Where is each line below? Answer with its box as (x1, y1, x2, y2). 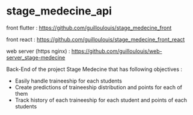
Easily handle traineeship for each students (14, 77, 122, 84)
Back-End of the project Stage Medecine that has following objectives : (6, 65, 182, 73)
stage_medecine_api (6, 4, 112, 18)
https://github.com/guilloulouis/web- (71, 47, 162, 55)
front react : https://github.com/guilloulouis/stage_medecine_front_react (6, 36, 185, 43)
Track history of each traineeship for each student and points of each (14, 96, 188, 104)
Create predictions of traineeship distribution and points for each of (14, 83, 182, 91)
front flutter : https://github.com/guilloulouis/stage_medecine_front (6, 24, 172, 31)
